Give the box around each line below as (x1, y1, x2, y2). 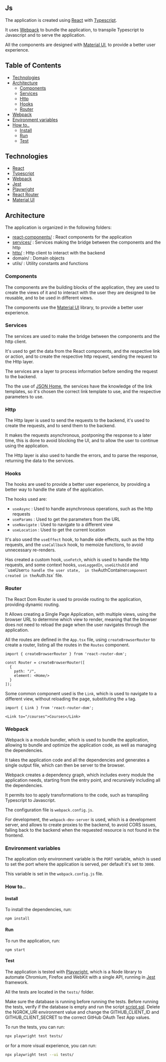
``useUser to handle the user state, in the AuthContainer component (5, 567, 148, 573)
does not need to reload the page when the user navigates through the (5, 621, 149, 627)
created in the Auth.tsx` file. (5, 573, 63, 579)
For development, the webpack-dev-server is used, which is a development (5, 816, 156, 823)
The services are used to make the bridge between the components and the (5, 333, 160, 339)
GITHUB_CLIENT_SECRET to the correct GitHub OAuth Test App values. (5, 1014, 151, 1020)
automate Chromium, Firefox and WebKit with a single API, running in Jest (5, 974, 156, 980)
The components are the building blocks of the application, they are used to (5, 284, 160, 290)
